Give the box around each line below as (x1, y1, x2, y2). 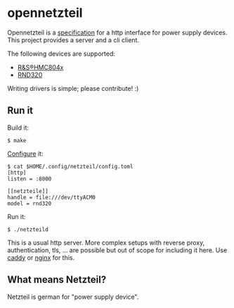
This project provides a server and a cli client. (7, 35, 139, 44)
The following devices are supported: (7, 49, 116, 58)
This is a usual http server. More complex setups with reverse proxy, (7, 238, 205, 247)
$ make (7, 137, 27, 144)
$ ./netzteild (7, 226, 49, 233)
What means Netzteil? (7, 273, 107, 286)
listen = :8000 (7, 175, 52, 183)
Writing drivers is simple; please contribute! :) (7, 84, 139, 92)
